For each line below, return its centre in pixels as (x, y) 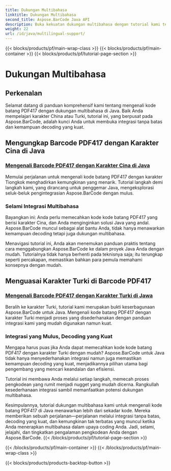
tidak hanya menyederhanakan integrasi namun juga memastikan (73, 358)
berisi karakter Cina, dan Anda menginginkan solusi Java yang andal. (78, 222)
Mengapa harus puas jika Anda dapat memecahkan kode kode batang (79, 347)
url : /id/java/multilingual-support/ (45, 34)
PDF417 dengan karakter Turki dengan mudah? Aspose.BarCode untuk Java (85, 353)
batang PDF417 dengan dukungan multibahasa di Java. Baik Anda (74, 111)
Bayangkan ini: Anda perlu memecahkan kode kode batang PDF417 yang (81, 217)
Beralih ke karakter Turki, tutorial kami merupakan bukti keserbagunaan (80, 307)
